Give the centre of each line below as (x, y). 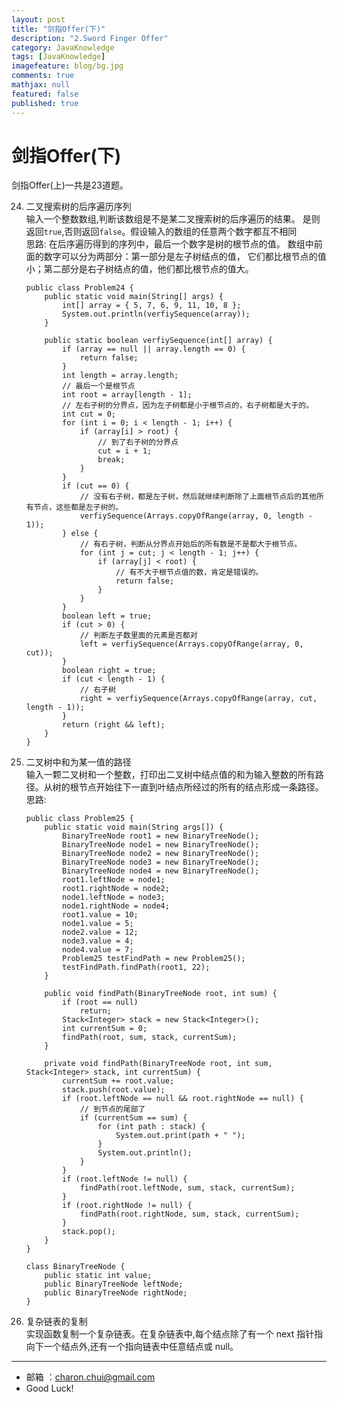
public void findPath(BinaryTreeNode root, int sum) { (161, 994)
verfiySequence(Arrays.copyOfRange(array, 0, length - (196, 516)
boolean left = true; (107, 616)
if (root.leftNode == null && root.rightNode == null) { (183, 1099)
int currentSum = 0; (105, 1029)
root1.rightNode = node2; (116, 889)
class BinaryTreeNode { (75, 1267)
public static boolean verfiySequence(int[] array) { (158, 341)
